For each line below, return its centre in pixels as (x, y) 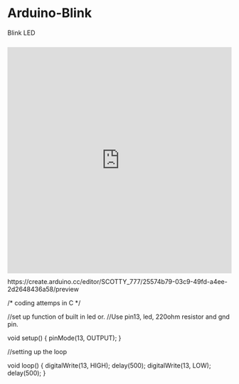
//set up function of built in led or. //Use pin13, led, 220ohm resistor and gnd (118, 317)
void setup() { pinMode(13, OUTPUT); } (64, 338)
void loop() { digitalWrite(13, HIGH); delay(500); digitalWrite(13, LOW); (109, 365)
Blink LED (21, 33)
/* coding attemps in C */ (44, 302)
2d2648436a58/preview (43, 289)
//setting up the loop (37, 351)
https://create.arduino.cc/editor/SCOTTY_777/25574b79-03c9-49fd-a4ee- (117, 281)
